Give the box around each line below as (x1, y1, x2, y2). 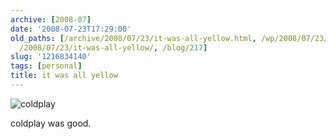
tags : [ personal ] (10, 61, 83, 71)
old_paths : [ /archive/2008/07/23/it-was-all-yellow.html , (10, 33, 257, 43)
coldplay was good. (10, 117, 92, 129)
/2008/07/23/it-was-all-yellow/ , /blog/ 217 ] (19, 42, 208, 53)
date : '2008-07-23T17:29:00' (10, 24, 132, 34)
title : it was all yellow (10, 71, 118, 81)
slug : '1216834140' (10, 52, 92, 62)
